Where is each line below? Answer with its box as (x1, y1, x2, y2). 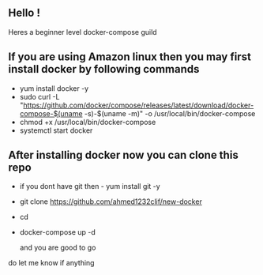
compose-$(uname (19, 108, 83, 118)
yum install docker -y (19, 83, 89, 93)
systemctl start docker (19, 126, 93, 135)
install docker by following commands (8, 62, 200, 76)
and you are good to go (19, 243, 96, 252)
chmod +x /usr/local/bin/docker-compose (19, 117, 156, 126)
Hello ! (8, 6, 41, 20)
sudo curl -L (19, 92, 60, 101)
